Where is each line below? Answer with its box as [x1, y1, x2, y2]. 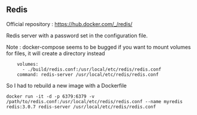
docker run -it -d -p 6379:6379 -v [6, 93, 95, 100]
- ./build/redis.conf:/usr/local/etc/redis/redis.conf [21, 66, 162, 72]
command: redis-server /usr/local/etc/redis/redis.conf [17, 71, 159, 78]
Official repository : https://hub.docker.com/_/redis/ [6, 20, 133, 27]
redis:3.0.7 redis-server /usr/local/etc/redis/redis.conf [6, 104, 156, 110]
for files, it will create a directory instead [6, 50, 106, 57]
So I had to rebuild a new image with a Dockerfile [6, 82, 127, 89]
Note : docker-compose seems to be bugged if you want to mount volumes [6, 43, 191, 50]
